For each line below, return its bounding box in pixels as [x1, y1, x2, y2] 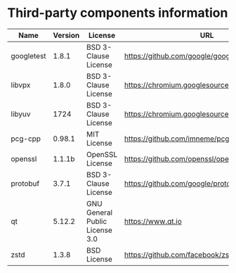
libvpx [11, 80, 31, 89]
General [86, 208, 113, 217]
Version [53, 30, 80, 40]
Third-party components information [7, 5, 228, 21]
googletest [11, 51, 47, 61]
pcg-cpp [11, 134, 41, 144]
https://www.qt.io [124, 216, 182, 226]
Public [86, 216, 107, 226]
